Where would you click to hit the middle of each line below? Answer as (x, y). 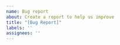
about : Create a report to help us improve (60, 17)
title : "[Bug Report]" (34, 22)
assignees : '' (24, 33)
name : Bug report (27, 11)
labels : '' (19, 28)
